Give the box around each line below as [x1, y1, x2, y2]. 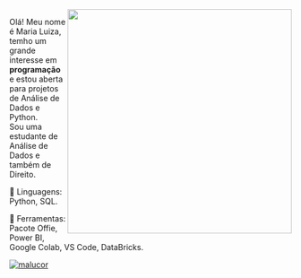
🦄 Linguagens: [9, 187, 63, 196]
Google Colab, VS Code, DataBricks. [9, 242, 144, 252]
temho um [9, 36, 47, 46]
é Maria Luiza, [9, 26, 62, 37]
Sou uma [9, 121, 42, 132]
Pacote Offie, [9, 223, 58, 233]
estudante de [9, 131, 58, 142]
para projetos [9, 83, 59, 93]
